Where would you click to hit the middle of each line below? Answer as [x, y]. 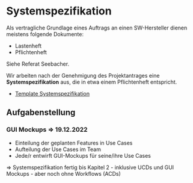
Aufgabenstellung [41, 113]
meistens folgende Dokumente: [45, 34]
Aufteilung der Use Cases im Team [58, 149]
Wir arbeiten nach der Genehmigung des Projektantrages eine [83, 75]
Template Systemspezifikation [52, 93]
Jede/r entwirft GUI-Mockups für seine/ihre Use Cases [83, 155]
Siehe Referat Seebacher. [38, 64]
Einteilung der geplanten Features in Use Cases [74, 143]
